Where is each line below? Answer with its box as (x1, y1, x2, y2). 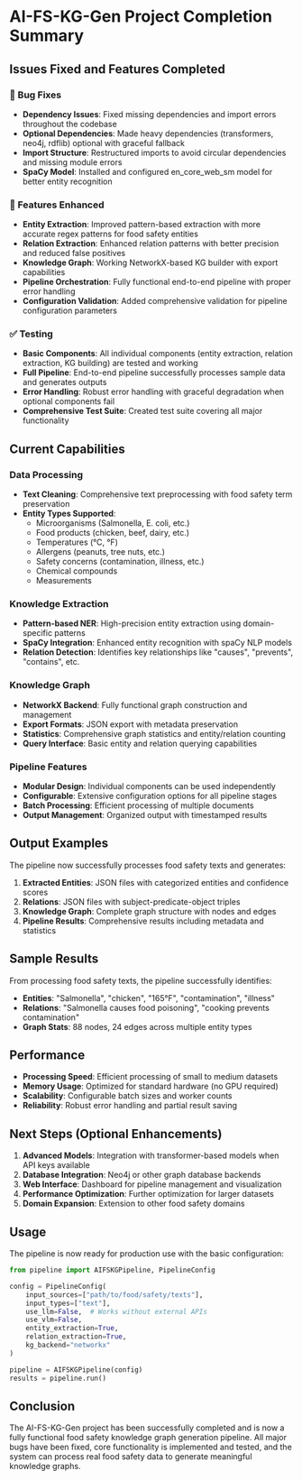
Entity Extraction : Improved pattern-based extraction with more (22, 219, 261, 230)
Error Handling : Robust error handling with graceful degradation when (22, 386, 285, 398)
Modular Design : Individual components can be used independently (22, 781, 277, 792)
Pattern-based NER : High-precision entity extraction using (22, 618, 242, 629)
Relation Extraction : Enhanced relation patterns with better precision (22, 238, 279, 249)
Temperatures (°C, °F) (35, 537, 119, 547)
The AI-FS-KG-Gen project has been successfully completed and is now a (9, 1422, 285, 1433)
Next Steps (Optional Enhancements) (9, 1126, 223, 1142)
